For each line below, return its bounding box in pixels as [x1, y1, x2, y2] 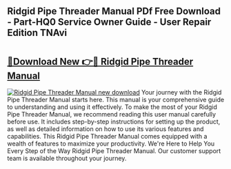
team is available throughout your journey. [7, 155, 127, 162]
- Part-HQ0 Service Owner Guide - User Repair [7, 17, 212, 28]
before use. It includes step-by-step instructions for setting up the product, [7, 117, 221, 126]
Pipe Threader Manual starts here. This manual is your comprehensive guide [7, 96, 225, 103]
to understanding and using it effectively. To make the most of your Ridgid [7, 103, 217, 111]
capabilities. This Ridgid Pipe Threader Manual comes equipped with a [7, 132, 208, 140]
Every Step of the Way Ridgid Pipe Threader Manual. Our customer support [7, 147, 221, 155]
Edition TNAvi [7, 27, 68, 39]
